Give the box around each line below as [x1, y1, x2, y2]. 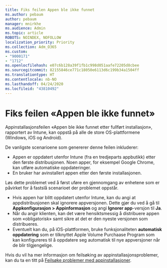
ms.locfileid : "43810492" [5, 86, 59, 91]
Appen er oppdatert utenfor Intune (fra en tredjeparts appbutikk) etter [12, 154, 156, 160]
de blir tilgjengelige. [12, 243, 53, 249]
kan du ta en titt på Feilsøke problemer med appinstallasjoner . [5, 258, 132, 264]
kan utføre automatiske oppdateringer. [12, 165, 91, 171]
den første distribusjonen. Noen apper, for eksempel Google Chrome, [12, 159, 155, 165]
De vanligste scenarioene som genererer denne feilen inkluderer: [5, 144, 139, 150]
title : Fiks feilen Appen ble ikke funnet [5, 7, 95, 12]
